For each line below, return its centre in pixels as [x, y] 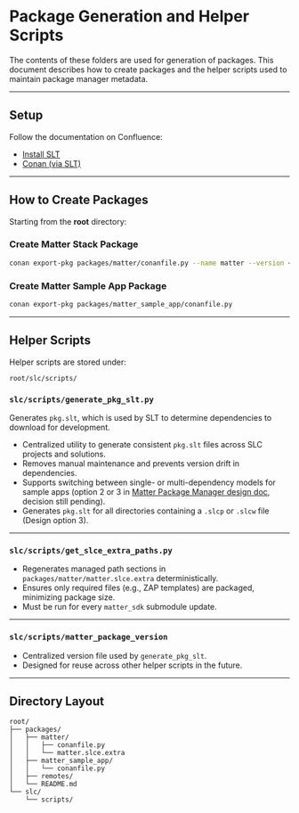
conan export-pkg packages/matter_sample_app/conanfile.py [121, 305]
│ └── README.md [43, 784]
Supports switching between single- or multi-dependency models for [149, 482]
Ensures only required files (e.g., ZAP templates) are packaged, [138, 588]
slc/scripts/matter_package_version [89, 637]
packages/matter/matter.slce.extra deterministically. [120, 579]
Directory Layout [57, 701]
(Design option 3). [55, 521]
